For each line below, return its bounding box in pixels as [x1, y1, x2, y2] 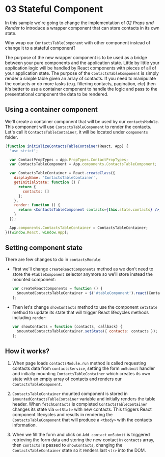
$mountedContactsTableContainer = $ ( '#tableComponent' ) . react [17, 291, 147, 296]
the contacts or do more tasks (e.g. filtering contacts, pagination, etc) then [5, 80, 156, 87]
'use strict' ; [9, 148, 38, 153]
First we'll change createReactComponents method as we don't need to [12, 266, 154, 272]
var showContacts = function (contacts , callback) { [12, 324, 123, 329]
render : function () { [14, 203, 60, 208]
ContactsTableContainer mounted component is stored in [12, 391, 128, 396]
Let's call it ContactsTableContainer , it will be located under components [5, 129, 148, 135]
